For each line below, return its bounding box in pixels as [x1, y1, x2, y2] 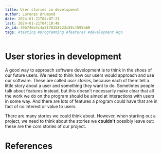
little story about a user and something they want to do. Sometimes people [5, 83, 155, 88]
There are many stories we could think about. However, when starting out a [5, 113, 156, 119]
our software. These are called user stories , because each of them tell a [5, 77, 149, 83]
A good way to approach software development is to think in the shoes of [5, 67, 152, 73]
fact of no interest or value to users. [5, 103, 77, 109]
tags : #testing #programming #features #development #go [5, 30, 123, 35]
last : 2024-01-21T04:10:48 [5, 21, 60, 26]
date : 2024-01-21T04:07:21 [5, 16, 60, 21]
